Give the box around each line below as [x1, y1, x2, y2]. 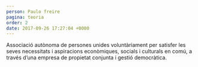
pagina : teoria [6, 14, 44, 20]
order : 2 [6, 20, 28, 25]
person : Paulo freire [6, 8, 60, 15]
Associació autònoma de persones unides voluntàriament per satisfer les [6, 42, 186, 49]
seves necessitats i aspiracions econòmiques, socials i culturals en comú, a [6, 48, 193, 55]
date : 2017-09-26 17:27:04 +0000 [6, 25, 90, 31]
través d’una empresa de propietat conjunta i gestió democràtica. [6, 54, 167, 61]
